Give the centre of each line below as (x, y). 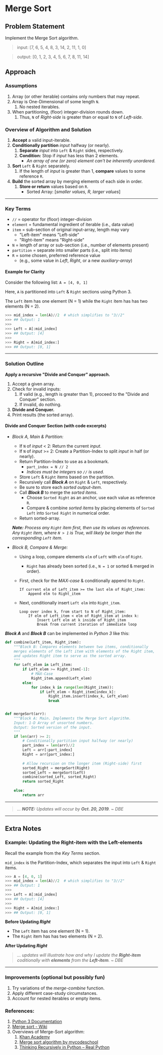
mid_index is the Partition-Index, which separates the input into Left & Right (81, 862)
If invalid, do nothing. (40, 404)
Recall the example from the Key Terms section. (53, 853)
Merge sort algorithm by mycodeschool (59, 1042)
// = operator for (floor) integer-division (52, 219)
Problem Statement (35, 26)
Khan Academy (34, 1037)
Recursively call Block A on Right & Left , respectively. (73, 482)
